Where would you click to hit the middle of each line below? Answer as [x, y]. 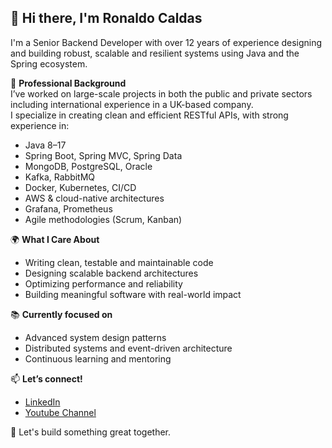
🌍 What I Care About [55, 239]
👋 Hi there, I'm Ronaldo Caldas [106, 18]
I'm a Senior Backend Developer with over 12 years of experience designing [166, 42]
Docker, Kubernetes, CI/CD [80, 187]
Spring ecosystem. [49, 63]
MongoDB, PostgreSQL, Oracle [88, 166]
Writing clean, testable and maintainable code [119, 262]
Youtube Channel [60, 412]
